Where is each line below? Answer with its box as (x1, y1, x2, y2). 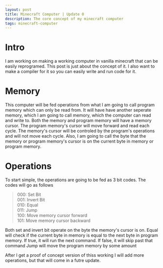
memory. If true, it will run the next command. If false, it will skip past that (5, 238, 153, 244)
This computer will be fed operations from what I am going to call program (5, 102, 155, 108)
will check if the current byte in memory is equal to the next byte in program (5, 232, 158, 238)
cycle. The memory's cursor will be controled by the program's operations (5, 128, 155, 134)
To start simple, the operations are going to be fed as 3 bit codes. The (5, 177, 146, 183)
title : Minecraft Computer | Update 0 (5, 12, 84, 17)
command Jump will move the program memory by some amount (5, 243, 137, 249)
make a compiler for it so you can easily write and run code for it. (5, 69, 137, 74)
